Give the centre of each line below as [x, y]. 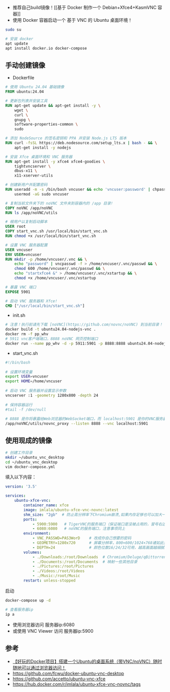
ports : [30, 519]
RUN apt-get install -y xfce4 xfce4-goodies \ [55, 161]
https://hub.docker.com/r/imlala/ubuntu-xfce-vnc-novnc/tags [76, 684]
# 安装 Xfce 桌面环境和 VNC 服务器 [39, 157]
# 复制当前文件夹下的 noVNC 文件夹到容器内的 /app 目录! [59, 203]
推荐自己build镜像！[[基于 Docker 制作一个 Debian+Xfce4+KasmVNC [84, 7]
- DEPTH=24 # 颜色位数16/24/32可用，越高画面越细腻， [100, 547]
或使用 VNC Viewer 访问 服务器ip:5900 [53, 631]
